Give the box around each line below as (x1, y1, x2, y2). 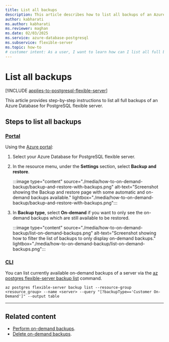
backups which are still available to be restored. (31, 215, 130, 221)
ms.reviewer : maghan (5, 26, 49, 31)
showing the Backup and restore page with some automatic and (12, 189, 145, 195)
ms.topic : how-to (5, 45, 42, 50)
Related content (5, 312, 56, 321)
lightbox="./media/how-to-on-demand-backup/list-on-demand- (12, 241, 145, 247)
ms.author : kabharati (5, 21, 51, 27)
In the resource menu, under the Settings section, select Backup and (12, 163, 157, 169)
